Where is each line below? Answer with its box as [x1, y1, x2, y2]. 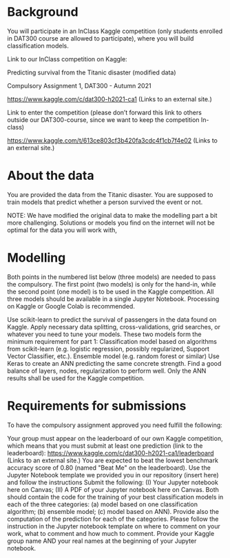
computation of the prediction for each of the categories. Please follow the [7, 515, 219, 523]
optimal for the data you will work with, [7, 225, 117, 234]
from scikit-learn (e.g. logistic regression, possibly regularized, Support [7, 344, 210, 353]
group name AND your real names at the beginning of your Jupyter [7, 537, 197, 545]
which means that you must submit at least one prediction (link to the [7, 442, 203, 450]
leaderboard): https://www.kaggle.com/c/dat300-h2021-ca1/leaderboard [7, 448, 214, 457]
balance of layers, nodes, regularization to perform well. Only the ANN [7, 366, 207, 375]
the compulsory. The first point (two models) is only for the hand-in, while [7, 280, 217, 288]
